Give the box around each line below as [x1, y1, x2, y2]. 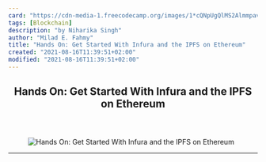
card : [8, 11, 26, 20]
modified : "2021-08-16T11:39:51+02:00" [8, 56, 140, 64]
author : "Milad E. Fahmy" [8, 33, 93, 42]
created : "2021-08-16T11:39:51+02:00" [8, 48, 136, 56]
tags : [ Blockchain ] [8, 19, 73, 27]
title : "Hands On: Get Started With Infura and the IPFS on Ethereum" [8, 41, 246, 49]
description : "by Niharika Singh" [8, 26, 123, 34]
